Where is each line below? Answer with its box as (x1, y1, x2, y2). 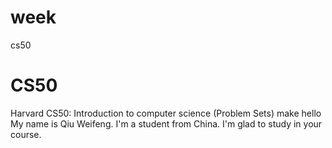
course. (10, 128, 42, 140)
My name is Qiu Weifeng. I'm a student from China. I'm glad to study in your (10, 117, 323, 130)
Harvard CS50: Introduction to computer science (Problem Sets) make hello (10, 107, 322, 119)
